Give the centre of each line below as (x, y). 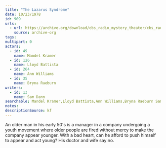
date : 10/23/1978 (23, 14)
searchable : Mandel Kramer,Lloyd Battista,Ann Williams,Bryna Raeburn (79, 102)
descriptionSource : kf (28, 111)
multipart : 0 (19, 42)
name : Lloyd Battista (36, 65)
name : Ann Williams (34, 74)
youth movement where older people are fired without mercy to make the (80, 130)
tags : (11, 37)
